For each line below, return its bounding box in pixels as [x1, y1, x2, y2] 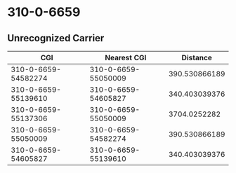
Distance [181, 53, 213, 62]
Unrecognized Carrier [7, 32, 105, 44]
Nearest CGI [105, 53, 147, 62]
